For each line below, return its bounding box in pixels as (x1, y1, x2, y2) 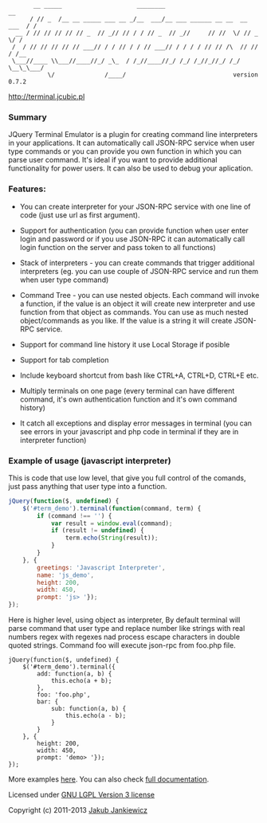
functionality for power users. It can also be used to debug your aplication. (8, 163, 253, 173)
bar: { (37, 698, 59, 706)
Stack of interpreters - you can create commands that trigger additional (19, 257, 255, 268)
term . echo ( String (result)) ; (65, 534, 159, 543)
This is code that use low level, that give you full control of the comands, (8, 472, 246, 483)
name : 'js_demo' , (37, 571, 94, 579)
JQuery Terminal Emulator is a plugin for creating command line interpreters (8, 130, 258, 139)
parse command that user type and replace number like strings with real (8, 624, 245, 633)
